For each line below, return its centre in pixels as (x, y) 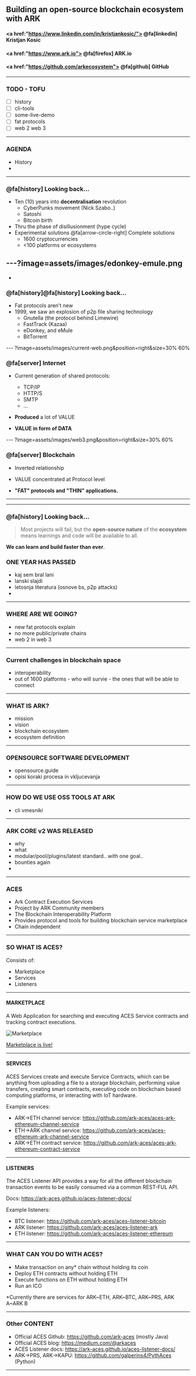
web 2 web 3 (30, 128)
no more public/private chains (50, 633)
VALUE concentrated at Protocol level (60, 479)
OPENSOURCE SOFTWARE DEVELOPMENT (68, 758)
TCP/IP (32, 387)
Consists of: (20, 960)
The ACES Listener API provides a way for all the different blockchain (89, 1181)
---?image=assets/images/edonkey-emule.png (94, 264)
